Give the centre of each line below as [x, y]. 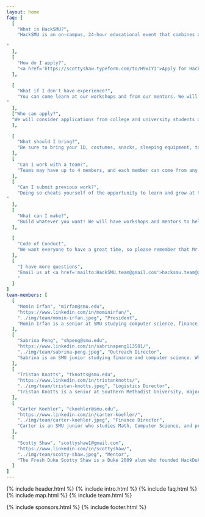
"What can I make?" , [43, 216]
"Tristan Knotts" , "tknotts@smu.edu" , [67, 375]
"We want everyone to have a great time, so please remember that [103, 250]
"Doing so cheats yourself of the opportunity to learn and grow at [106, 193]
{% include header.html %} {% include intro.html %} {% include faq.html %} [102, 489]
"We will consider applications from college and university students [103, 119]
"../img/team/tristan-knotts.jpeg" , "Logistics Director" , [94, 386]
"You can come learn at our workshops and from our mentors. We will [108, 97]
